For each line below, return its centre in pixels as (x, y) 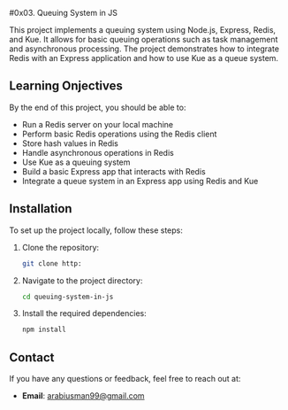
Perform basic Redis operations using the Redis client (119, 134)
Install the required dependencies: (84, 313)
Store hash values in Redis (70, 143)
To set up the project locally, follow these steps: (96, 230)
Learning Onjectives (66, 86)
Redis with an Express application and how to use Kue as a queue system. (144, 58)
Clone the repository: (61, 247)
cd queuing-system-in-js (68, 297)
